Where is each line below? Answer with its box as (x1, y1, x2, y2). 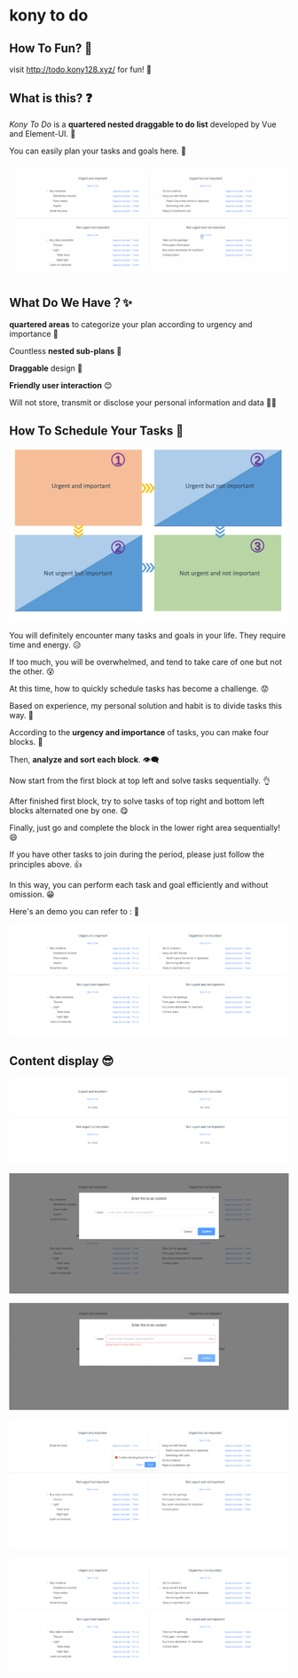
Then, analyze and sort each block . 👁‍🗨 (9, 754, 160, 765)
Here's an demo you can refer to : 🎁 (9, 906, 140, 916)
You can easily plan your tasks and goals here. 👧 (9, 145, 187, 156)
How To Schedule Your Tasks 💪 (9, 423, 184, 438)
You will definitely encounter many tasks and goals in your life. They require (9, 630, 286, 640)
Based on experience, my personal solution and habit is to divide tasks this (9, 700, 282, 710)
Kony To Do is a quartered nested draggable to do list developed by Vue (9, 119, 277, 129)
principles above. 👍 (9, 859, 82, 869)
